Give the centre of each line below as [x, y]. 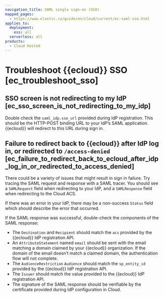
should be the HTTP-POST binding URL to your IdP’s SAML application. [77, 123]
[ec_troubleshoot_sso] [52, 80]
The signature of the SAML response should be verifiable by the [77, 284]
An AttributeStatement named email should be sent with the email [79, 243]
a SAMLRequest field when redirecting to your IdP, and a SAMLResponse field [79, 189]
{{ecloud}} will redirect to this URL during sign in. [55, 128]
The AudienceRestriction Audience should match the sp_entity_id [79, 264]
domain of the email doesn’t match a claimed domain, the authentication [85, 253]
